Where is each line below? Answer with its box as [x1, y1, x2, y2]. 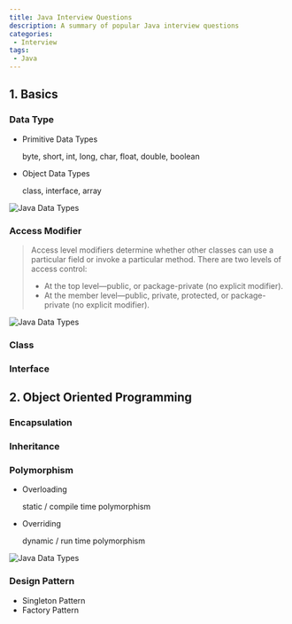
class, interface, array [21, 185, 102, 196]
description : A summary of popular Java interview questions [9, 21, 240, 30]
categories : [9, 29, 53, 38]
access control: [30, 263, 88, 274]
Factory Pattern [21, 604, 80, 615]
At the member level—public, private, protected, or [43, 290, 229, 300]
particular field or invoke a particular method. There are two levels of [30, 253, 281, 264]
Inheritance [9, 441, 60, 453]
